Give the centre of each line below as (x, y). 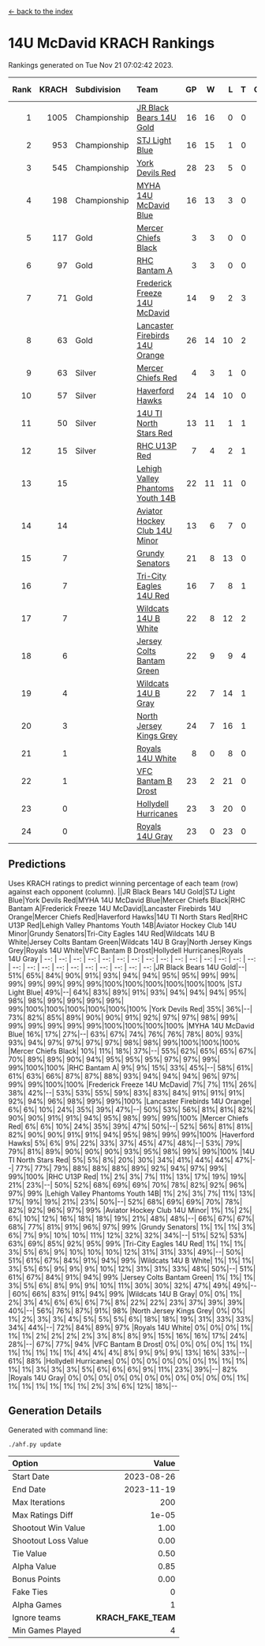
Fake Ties (30, 1592)
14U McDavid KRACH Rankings (112, 43)
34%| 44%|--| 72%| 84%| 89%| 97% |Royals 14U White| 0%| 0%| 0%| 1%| (131, 1327)
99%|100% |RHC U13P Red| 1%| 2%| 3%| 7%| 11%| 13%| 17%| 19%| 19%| (127, 1176)
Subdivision (98, 89)
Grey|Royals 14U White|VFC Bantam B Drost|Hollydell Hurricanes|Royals (125, 950)
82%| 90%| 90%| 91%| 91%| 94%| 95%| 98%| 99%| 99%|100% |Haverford (131, 1134)
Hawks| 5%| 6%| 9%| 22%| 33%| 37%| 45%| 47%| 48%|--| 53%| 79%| (125, 1143)
